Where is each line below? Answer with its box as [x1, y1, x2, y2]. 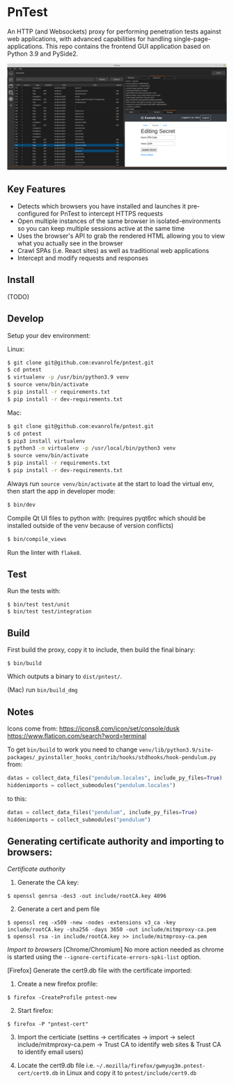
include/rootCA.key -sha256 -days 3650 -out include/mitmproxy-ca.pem [7, 926, 217, 933]
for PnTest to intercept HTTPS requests [50, 209, 164, 217]
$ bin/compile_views [7, 535, 68, 542]
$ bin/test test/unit [7, 601, 70, 609]
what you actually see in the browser [17, 238, 123, 247]
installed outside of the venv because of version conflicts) [7, 521, 174, 530]
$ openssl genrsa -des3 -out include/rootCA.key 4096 [7, 893, 167, 900]
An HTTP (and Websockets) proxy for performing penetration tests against [7, 27, 221, 36]
